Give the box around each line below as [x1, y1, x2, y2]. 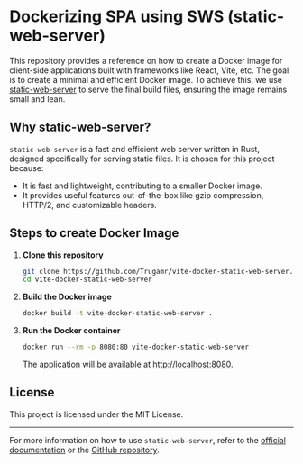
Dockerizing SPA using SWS [9, 6, 225, 27]
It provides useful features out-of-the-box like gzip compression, [22, 189, 264, 200]
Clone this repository [22, 250, 104, 260]
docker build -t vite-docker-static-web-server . [22, 309, 214, 318]
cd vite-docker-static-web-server [22, 275, 152, 285]
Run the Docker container [22, 325, 121, 336]
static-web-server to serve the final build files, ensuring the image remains [9, 84, 288, 95]
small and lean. [9, 93, 66, 105]
